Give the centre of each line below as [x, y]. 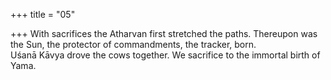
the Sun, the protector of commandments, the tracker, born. [133, 44]
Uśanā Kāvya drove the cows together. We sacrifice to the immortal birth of [165, 55]
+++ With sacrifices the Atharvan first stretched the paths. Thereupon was [164, 33]
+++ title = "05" [43, 14]
